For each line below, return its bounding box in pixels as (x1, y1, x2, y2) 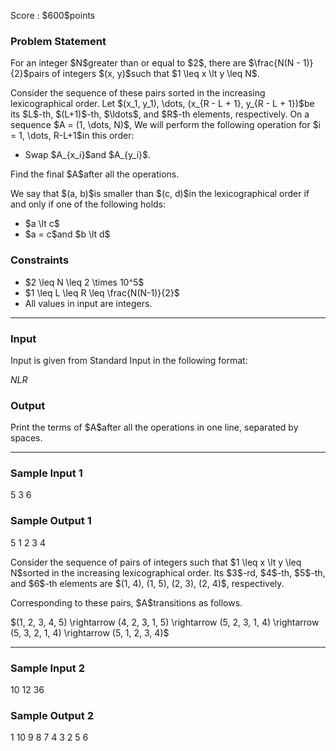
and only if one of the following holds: (10, 198, 167, 210)
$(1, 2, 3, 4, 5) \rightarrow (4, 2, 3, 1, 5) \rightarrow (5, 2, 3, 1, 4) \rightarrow (10, 616, 320, 628)
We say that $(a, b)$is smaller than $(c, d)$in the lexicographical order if (10, 188, 310, 200)
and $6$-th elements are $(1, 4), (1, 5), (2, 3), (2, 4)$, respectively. (10, 577, 285, 589)
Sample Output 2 (10, 709, 94, 722)
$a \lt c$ (24, 218, 60, 230)
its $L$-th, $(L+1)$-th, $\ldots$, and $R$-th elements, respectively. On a (10, 108, 310, 120)
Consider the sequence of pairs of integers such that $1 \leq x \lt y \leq (10, 556, 302, 568)
